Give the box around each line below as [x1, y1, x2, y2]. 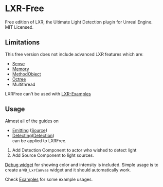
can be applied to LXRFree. [12, 137, 67, 144]
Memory [12, 66, 29, 72]
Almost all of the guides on [5, 118, 59, 124]
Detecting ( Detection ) [12, 132, 54, 138]
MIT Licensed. [5, 24, 34, 30]
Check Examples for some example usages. [5, 176, 93, 182]
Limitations [5, 38, 40, 47]
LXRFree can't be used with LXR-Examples [5, 91, 91, 96]
